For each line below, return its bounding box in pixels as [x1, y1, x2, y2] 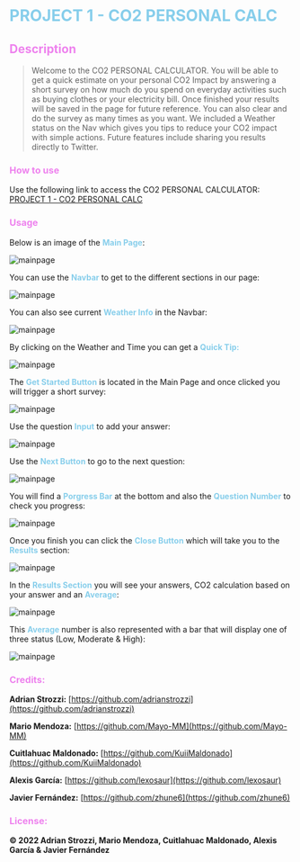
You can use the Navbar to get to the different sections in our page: [9, 272, 260, 283]
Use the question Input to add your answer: [9, 420, 171, 432]
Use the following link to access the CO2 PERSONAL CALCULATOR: [9, 184, 260, 195]
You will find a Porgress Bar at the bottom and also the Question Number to [9, 490, 291, 501]
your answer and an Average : [9, 588, 119, 599]
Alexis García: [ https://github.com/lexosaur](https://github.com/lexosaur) [9, 775, 281, 786]
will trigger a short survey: [9, 386, 106, 397]
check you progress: [9, 500, 85, 511]
